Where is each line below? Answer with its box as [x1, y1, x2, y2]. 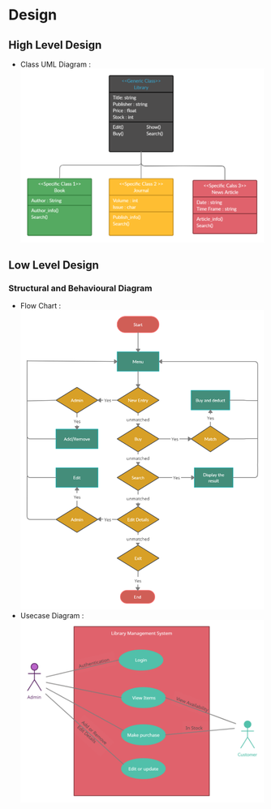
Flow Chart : [19, 301, 62, 311]
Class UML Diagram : [19, 59, 92, 69]
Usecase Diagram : [19, 610, 84, 620]
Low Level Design [8, 258, 100, 273]
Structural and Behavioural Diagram [8, 282, 153, 294]
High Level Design [8, 38, 102, 52]
